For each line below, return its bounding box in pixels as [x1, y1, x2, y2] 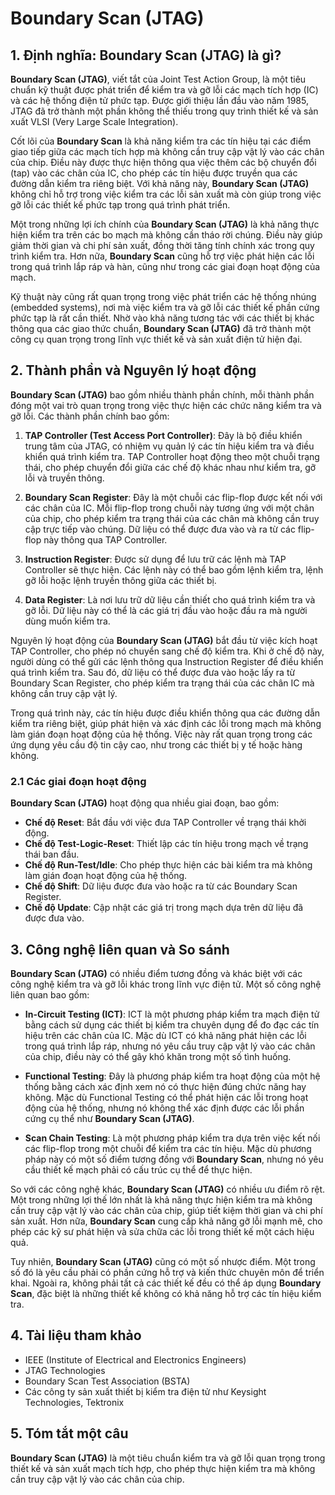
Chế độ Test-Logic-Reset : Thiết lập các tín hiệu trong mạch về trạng [24, 838, 309, 850]
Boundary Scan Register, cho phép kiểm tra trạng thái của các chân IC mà [10, 677, 315, 689]
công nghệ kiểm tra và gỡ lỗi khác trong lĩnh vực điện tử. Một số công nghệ [10, 978, 322, 990]
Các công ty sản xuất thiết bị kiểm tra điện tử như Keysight [24, 1385, 267, 1397]
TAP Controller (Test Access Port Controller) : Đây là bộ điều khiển [24, 429, 303, 441]
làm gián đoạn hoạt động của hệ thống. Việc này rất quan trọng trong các [10, 728, 313, 740]
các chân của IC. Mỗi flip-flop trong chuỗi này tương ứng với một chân [24, 502, 315, 514]
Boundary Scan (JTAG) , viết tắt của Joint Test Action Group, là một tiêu [10, 73, 307, 85]
